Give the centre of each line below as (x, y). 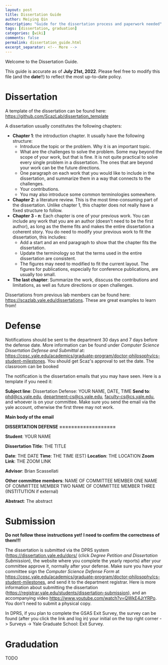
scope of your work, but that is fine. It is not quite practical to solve (89, 157)
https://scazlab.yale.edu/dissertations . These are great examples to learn (80, 300)
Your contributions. (39, 189)
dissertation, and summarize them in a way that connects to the (85, 178)
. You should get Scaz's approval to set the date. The (99, 361)
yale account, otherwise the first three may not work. (60, 407)
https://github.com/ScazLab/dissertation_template (57, 116)
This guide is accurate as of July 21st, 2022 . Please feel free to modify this (82, 71)
